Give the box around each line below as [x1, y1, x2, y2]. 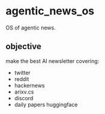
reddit [14, 75, 29, 82]
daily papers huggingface [14, 101, 78, 108]
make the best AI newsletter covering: [5, 57, 100, 64]
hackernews [14, 82, 45, 89]
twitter [14, 69, 31, 76]
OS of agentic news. [5, 24, 56, 31]
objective [5, 41, 41, 52]
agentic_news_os [5, 4, 95, 18]
